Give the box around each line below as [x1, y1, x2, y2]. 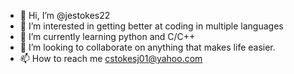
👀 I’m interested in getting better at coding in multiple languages [19, 20, 284, 32]
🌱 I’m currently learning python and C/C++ [19, 31, 196, 42]
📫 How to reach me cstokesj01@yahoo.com [19, 53, 203, 64]
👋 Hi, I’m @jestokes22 [19, 10, 111, 21]
